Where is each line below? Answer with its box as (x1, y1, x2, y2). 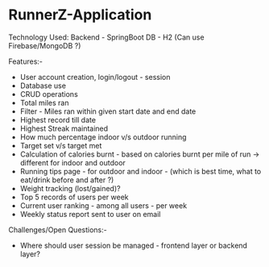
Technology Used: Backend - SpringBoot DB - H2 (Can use (8, 32, 205, 42)
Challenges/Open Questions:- (8, 224, 107, 235)
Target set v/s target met (19, 140, 102, 150)
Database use (19, 81, 67, 90)
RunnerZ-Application (8, 6, 152, 24)
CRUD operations (19, 89, 78, 98)
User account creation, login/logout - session (19, 72, 171, 81)
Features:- (8, 56, 43, 66)
